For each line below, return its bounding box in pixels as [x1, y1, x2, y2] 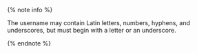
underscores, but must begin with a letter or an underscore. [7, 26, 177, 34]
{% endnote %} [7, 39, 52, 47]
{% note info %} [7, 6, 53, 14]
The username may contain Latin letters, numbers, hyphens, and [7, 19, 191, 26]
